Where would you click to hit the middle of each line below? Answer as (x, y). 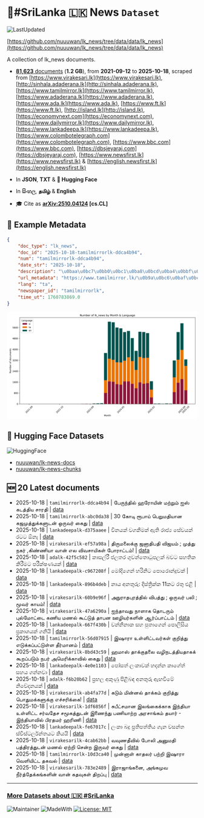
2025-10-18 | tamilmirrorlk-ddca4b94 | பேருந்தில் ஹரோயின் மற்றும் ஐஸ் (102, 503)
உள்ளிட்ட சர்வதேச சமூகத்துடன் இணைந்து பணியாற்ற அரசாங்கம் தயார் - (98, 713)
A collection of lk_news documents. (51, 59)
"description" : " (40, 272)
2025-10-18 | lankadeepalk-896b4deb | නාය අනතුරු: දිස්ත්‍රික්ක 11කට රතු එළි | (106, 584)
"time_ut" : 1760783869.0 (49, 297)
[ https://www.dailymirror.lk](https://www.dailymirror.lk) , (85, 122)
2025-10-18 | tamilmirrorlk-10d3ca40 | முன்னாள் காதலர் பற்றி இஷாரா (100, 754)
